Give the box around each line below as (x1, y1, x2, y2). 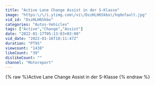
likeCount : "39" (5, 50, 40, 55)
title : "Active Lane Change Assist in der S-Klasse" (5, 7, 120, 13)
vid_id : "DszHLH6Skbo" (5, 17, 54, 22)
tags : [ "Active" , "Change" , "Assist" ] (5, 27, 83, 32)
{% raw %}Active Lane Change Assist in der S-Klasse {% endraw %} (5, 74, 150, 80)
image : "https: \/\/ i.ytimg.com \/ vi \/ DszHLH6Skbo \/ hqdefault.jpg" (5, 12, 147, 17)
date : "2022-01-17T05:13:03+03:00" (5, 31, 81, 36)
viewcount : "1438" (5, 46, 44, 51)
